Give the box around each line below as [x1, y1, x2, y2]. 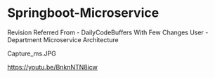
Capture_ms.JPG [7, 49, 56, 58]
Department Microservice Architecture [7, 35, 119, 44]
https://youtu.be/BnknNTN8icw [7, 63, 98, 71]
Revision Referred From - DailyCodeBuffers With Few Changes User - [7, 28, 209, 37]
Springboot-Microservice [7, 5, 159, 21]
